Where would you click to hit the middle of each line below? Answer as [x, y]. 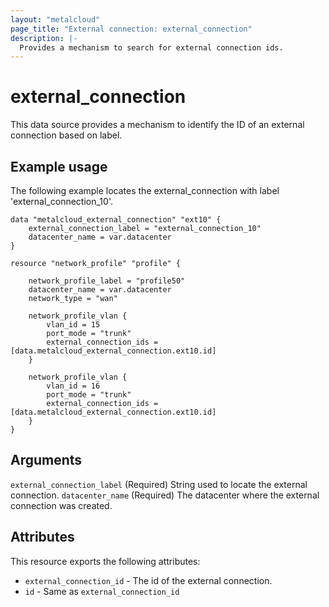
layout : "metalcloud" [55, 19]
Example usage [59, 166]
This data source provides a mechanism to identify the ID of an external [157, 125]
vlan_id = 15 [73, 325]
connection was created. [61, 505]
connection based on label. [66, 135]
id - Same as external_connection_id [102, 591]
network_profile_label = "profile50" [107, 281]
